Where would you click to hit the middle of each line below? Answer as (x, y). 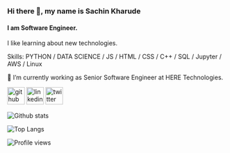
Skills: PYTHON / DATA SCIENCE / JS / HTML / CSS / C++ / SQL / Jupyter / (115, 57)
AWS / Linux (25, 64)
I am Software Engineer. (42, 28)
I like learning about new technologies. (63, 43)
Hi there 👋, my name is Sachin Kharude (74, 11)
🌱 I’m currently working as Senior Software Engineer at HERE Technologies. (115, 78)
